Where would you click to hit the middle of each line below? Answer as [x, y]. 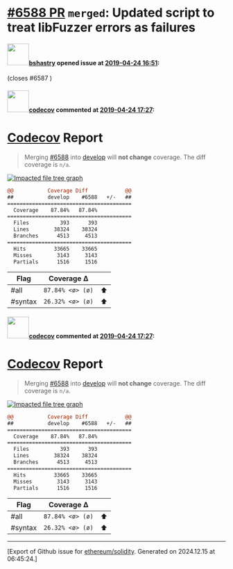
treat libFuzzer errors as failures [102, 27]
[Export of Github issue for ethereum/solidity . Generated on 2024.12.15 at [111, 552]
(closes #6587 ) [30, 79]
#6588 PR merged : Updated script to [111, 13]
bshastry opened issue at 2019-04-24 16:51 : [94, 63]
